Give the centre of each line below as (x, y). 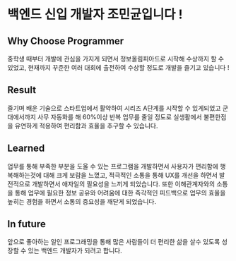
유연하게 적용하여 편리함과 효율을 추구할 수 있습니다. (86, 126)
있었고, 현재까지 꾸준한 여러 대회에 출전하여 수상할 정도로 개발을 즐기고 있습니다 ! (118, 67)
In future (26, 224)
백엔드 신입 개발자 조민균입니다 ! (95, 14)
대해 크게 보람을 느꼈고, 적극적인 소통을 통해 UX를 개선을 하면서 (130, 175)
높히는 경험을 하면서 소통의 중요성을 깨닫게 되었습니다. (82, 201)
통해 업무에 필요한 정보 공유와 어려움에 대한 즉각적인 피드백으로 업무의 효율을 (120, 193)
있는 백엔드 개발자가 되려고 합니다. (75, 250)
